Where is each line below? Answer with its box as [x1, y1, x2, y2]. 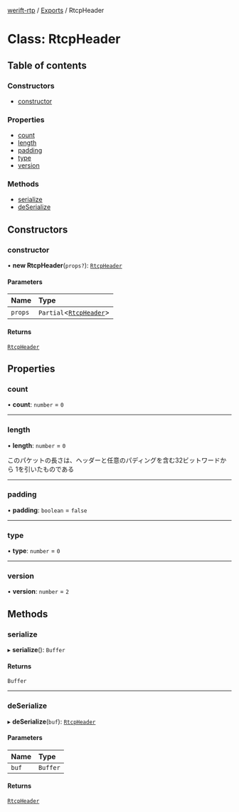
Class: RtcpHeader [7, 31, 121, 47]
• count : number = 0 [7, 400, 64, 409]
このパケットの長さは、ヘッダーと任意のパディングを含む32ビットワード [7, 456, 221, 465]
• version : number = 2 [7, 587, 70, 596]
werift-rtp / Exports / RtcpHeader [7, 6, 105, 14]
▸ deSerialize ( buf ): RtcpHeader [7, 717, 96, 726]
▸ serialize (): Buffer [7, 646, 65, 654]
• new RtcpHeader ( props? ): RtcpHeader [7, 261, 122, 270]
